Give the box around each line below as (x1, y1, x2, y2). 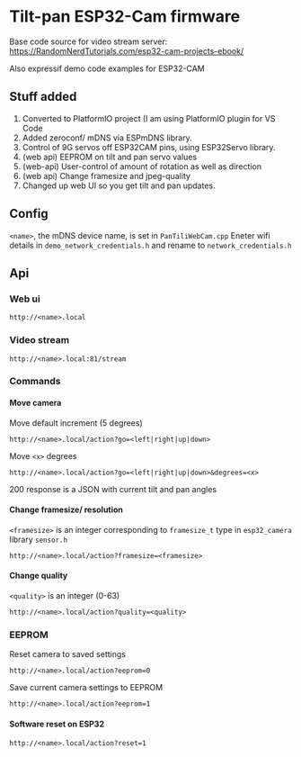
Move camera (9, 398, 62, 409)
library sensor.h (9, 534, 68, 545)
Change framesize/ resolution (9, 504, 124, 515)
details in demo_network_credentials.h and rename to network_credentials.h (9, 239, 292, 250)
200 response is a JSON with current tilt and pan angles (9, 483, 217, 494)
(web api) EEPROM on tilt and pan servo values (22, 151, 198, 162)
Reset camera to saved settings (9, 649, 126, 660)
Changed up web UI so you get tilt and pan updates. (22, 180, 216, 191)
